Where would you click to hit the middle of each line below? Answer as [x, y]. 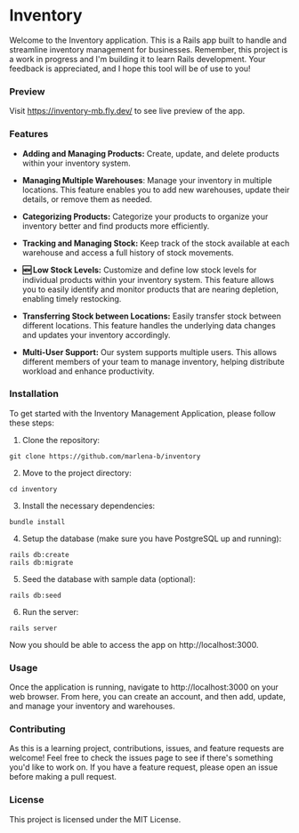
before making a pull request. [63, 777]
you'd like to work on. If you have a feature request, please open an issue [144, 767]
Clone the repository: [61, 440]
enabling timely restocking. [72, 298]
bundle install [37, 522]
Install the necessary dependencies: [89, 505]
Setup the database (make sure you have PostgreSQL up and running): [152, 538]
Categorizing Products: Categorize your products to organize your [145, 216]
